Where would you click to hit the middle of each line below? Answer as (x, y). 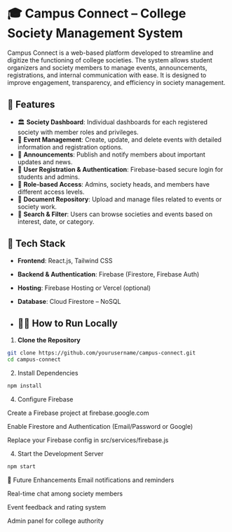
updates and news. (45, 161)
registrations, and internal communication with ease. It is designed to (107, 75)
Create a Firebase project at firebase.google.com (78, 413)
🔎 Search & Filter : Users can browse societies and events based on (115, 214)
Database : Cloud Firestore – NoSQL (69, 301)
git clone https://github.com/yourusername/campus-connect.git (102, 353)
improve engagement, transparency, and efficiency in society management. (116, 82)
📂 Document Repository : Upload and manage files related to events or (120, 199)
